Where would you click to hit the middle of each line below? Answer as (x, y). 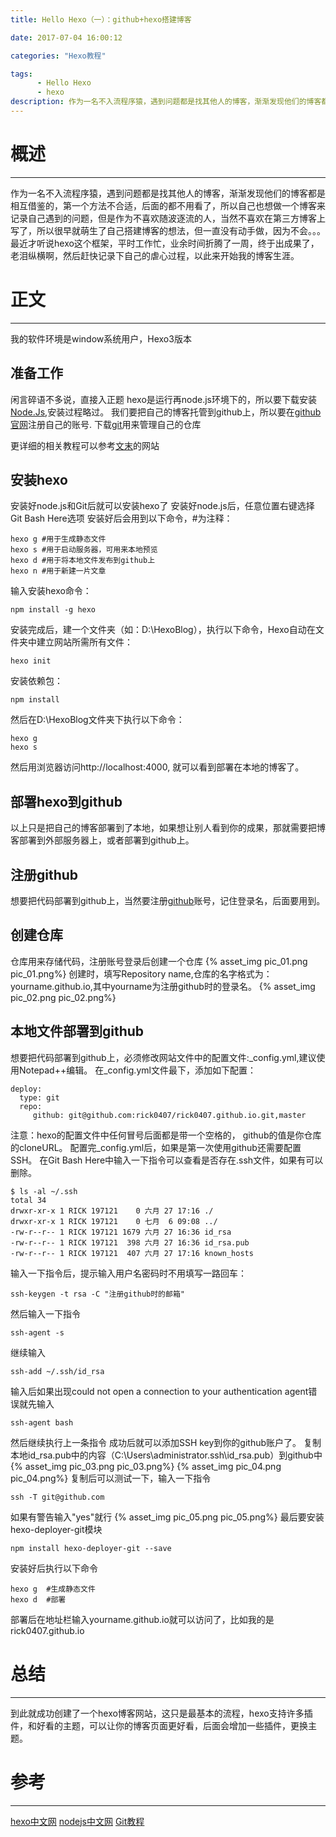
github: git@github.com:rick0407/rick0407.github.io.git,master (169, 1115)
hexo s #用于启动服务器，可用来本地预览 (84, 550)
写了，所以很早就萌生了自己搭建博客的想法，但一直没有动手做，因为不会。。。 (168, 230)
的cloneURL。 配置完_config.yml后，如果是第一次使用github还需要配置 (156, 1147)
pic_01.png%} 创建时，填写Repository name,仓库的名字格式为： (141, 973)
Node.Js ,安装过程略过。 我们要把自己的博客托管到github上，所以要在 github (166, 412)
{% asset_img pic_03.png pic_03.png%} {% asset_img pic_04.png (146, 1466)
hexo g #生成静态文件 (53, 1589)
